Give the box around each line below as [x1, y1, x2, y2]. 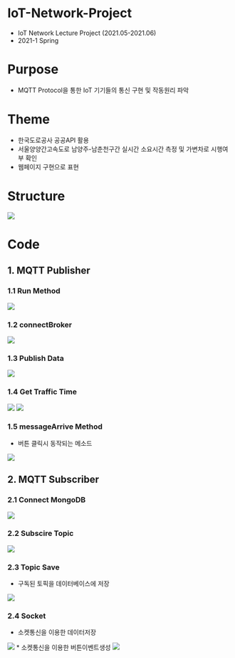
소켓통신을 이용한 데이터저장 [17, 628, 97, 637]
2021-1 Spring [17, 36, 59, 44]
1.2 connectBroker [7, 319, 73, 329]
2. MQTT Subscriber [7, 474, 100, 486]
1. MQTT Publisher [7, 264, 90, 276]
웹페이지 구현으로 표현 [17, 162, 80, 171]
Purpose [7, 61, 59, 78]
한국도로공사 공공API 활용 [17, 136, 89, 144]
